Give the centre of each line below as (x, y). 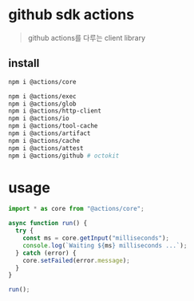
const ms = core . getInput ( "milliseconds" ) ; (96, 238)
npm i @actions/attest (46, 148)
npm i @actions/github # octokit (64, 156)
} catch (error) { (46, 253)
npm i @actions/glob (43, 104)
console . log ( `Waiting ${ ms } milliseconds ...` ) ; (105, 245)
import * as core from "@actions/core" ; (77, 209)
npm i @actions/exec (43, 96)
